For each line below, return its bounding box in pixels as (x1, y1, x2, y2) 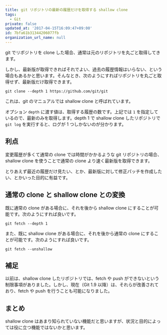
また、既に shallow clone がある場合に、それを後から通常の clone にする (5, 230, 155, 236)
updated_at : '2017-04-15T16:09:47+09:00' (5, 26, 93, 31)
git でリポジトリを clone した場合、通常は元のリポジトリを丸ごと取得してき (5, 49, 161, 55)
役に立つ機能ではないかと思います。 (13, 325, 88, 331)
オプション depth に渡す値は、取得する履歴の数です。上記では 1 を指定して (5, 108, 159, 115)
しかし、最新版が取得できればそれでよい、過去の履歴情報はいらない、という (5, 66, 163, 72)
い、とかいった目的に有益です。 (5, 174, 71, 180)
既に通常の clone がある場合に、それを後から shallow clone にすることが (5, 205, 155, 211)
